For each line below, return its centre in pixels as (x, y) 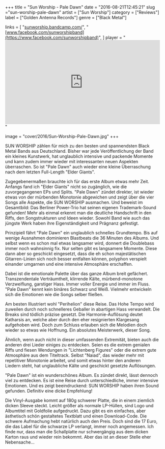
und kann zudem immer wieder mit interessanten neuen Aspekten (72, 161)
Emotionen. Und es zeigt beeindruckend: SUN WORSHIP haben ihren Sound (82, 386)
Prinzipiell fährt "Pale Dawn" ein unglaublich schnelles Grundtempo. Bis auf (82, 233)
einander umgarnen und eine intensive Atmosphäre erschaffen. (69, 264)
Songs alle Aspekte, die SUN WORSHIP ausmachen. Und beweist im (74, 202)
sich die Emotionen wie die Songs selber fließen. (54, 295)
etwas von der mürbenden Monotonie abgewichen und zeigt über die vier (80, 197)
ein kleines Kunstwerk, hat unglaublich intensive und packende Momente (79, 156)
